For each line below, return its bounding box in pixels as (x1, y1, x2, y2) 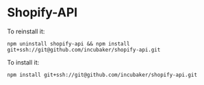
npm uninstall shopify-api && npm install (7, 40, 130, 47)
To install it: (7, 58, 40, 66)
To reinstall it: (7, 27, 45, 35)
